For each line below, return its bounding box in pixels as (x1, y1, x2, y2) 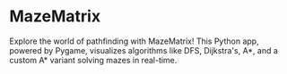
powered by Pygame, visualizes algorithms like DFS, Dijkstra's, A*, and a (9, 45, 278, 55)
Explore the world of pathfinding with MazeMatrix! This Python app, (9, 36, 259, 46)
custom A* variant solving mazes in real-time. (9, 54, 178, 65)
